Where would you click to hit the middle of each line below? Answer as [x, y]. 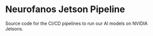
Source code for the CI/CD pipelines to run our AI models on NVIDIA [76, 23]
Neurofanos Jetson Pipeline [65, 9]
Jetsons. [14, 28]
